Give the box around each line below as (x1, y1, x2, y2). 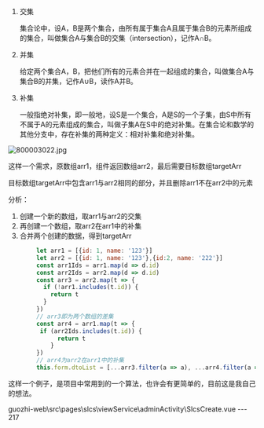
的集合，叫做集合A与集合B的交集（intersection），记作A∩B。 (19, 34, 216, 42)
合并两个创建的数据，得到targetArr (19, 231, 132, 240)
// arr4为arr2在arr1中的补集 (36, 357, 125, 364)
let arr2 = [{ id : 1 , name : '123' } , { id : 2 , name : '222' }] (36, 254, 223, 262)
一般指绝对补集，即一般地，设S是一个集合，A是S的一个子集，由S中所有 (19, 110, 251, 119)
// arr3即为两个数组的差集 (36, 313, 114, 320)
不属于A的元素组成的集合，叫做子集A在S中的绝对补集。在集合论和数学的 (19, 120, 255, 129)
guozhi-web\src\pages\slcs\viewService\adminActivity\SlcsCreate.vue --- (8, 404, 247, 414)
